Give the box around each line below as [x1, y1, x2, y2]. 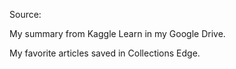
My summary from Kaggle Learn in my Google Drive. [9, 28, 226, 39]
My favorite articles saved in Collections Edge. [9, 47, 201, 59]
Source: [9, 9, 42, 20]
